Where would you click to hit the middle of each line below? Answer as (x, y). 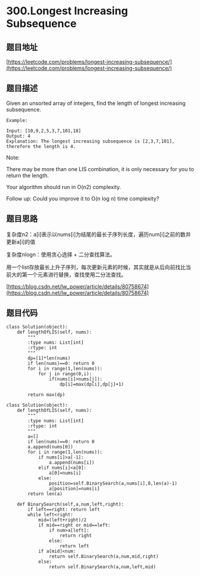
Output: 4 (19, 136)
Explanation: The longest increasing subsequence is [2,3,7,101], (90, 141)
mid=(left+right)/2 (62, 520)
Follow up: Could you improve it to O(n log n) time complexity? (83, 199)
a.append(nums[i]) (72, 463)
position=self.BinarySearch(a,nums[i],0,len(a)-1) (113, 484)
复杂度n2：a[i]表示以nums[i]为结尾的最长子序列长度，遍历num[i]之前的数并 (99, 234)
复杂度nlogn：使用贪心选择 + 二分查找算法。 (61, 254)
